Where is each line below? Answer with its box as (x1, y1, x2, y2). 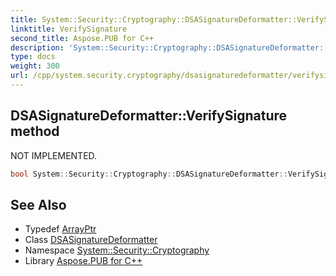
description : (10, 42, 65, 53)
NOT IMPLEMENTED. (10, 149, 98, 161)
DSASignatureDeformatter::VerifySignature (10, 107, 288, 125)
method (10, 123, 60, 140)
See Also (10, 196, 67, 213)
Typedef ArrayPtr (24, 223, 97, 235)
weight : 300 (10, 61, 60, 71)
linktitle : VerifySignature (10, 24, 128, 34)
